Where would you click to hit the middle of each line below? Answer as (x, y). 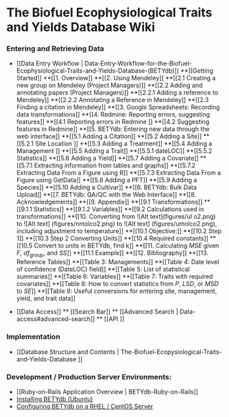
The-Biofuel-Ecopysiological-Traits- (171, 352)
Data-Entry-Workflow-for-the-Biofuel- (138, 64)
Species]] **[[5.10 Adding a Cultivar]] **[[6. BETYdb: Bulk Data (106, 187)
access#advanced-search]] (56, 319)
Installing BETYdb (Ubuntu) (55, 398)
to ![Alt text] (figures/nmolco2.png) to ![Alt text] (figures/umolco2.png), (117, 224)
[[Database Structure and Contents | (68, 352)
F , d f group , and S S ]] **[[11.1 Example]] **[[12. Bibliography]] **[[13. (112, 254)
